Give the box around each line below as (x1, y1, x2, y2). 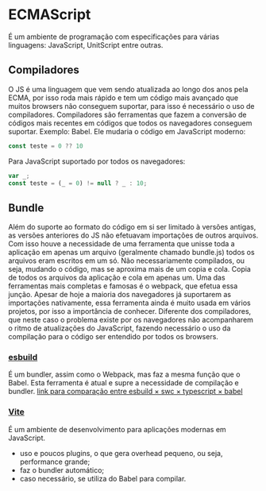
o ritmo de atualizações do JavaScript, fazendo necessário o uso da (8, 323, 231, 333)
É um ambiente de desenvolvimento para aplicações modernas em (8, 424, 226, 434)
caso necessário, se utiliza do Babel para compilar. (19, 474, 187, 483)
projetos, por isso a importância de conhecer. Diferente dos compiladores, (8, 307, 252, 316)
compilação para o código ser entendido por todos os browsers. (8, 332, 218, 342)
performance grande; (19, 457, 91, 466)
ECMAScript (8, 6, 91, 24)
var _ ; (8, 172, 30, 180)
